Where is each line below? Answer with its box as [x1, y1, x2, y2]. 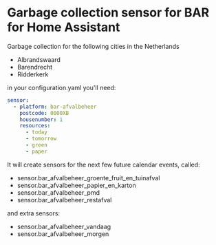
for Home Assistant [7, 19, 120, 35]
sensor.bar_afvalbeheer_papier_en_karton [17, 181, 136, 189]
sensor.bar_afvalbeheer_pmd [17, 188, 100, 197]
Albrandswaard [17, 55, 61, 63]
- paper [25, 148, 48, 155]
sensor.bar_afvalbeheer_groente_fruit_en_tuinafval [17, 173, 160, 182]
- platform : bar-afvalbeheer [13, 103, 97, 110]
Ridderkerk [17, 70, 49, 78]
